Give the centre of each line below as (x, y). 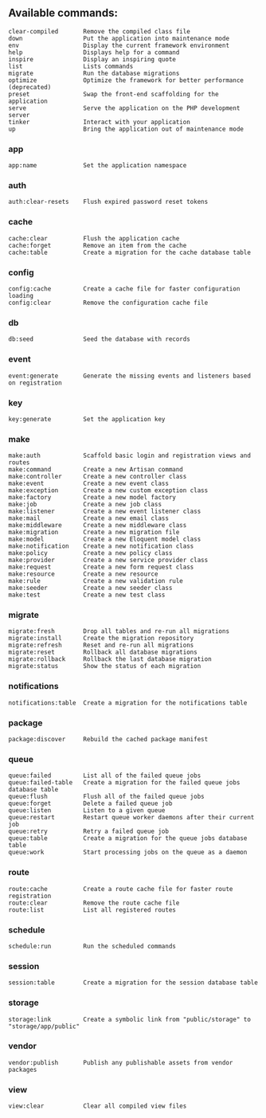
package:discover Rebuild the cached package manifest (108, 740)
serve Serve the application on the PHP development (124, 108)
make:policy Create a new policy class (90, 553)
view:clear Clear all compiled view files (98, 1106)
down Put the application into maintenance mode (119, 38)
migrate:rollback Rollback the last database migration (110, 659)
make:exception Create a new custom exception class (108, 491)
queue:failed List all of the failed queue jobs (105, 776)
